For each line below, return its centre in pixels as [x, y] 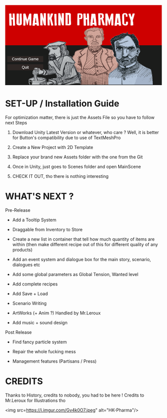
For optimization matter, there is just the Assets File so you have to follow [80, 117]
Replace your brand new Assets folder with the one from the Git [78, 157]
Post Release [19, 332]
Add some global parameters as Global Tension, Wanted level [75, 274]
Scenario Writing [30, 303]
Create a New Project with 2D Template [53, 147]
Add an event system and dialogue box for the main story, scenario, [82, 259]
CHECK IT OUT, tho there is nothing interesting [60, 176]
